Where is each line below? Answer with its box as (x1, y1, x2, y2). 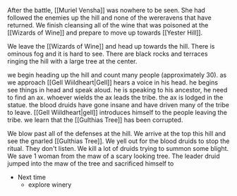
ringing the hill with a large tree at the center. (7, 57, 138, 66)
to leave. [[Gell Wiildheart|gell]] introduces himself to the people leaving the (7, 109, 228, 116)
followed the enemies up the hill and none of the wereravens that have (7, 13, 212, 22)
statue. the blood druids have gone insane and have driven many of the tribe (7, 101, 229, 109)
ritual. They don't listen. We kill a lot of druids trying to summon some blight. (7, 145, 229, 152)
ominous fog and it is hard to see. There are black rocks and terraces (7, 49, 208, 58)
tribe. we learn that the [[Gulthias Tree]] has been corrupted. (7, 116, 183, 124)
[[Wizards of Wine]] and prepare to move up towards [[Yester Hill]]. (7, 28, 203, 37)
